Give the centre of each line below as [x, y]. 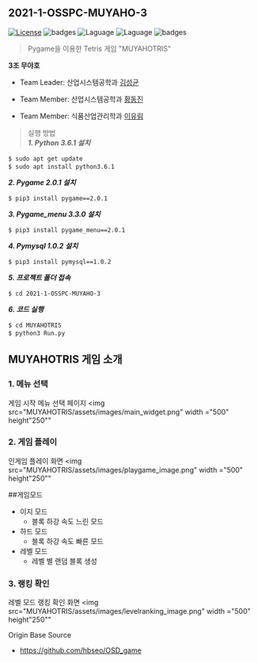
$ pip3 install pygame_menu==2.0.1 [67, 230]
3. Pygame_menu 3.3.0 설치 [54, 214]
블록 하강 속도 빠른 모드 [68, 541]
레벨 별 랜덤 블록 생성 [64, 561]
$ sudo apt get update [46, 159]
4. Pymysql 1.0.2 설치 [43, 246]
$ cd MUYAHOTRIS [35, 325]
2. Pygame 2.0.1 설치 [42, 182]
